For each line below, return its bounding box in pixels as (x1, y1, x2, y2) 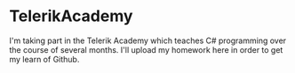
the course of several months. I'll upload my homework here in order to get (9, 44, 283, 55)
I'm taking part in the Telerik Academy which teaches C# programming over (9, 35, 287, 46)
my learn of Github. (9, 54, 80, 64)
